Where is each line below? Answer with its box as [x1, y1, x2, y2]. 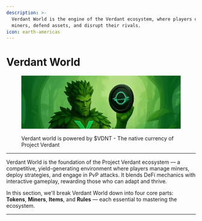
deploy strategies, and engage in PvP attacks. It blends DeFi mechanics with [6, 172, 196, 179]
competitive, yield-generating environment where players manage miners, [6, 165, 190, 172]
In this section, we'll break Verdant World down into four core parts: [6, 190, 174, 197]
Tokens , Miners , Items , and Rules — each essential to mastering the [6, 196, 177, 203]
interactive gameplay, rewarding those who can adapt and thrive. [6, 178, 167, 185]
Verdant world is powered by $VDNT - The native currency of [21, 135, 174, 142]
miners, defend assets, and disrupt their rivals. [11, 22, 141, 28]
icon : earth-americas [6, 29, 61, 35]
